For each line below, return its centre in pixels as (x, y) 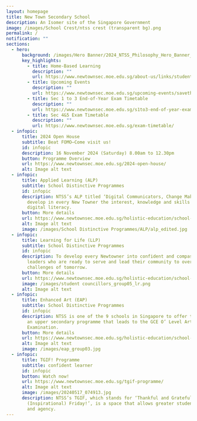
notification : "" (27, 39)
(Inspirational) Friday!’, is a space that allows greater (101, 403)
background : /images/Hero (53, 55)
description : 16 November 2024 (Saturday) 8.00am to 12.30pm (98, 153)
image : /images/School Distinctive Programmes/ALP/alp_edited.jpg (104, 229)
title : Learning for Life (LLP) (61, 240)
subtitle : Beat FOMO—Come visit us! (66, 142)
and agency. (42, 409)
